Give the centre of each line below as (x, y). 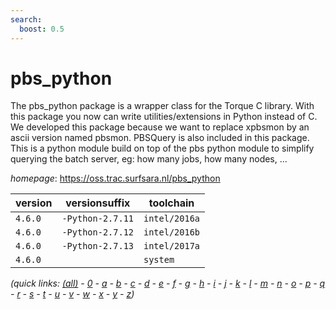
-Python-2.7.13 (97, 246)
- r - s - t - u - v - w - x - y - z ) (72, 294)
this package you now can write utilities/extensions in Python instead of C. (164, 117)
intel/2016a (172, 219)
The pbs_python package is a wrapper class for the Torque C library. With (162, 106)
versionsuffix (98, 203)
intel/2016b (172, 232)
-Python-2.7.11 (97, 219)
